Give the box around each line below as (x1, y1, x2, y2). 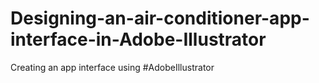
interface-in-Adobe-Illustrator (10, 28, 267, 51)
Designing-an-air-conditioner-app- (10, 7, 310, 30)
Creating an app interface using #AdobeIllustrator (10, 61, 215, 73)
